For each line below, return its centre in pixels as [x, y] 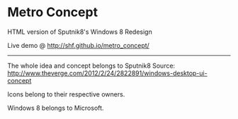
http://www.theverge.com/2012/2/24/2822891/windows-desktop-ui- [107, 73]
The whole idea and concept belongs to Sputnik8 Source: [91, 65]
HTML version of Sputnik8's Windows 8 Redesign [80, 32]
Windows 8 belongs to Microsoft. [56, 108]
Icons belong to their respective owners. [66, 94]
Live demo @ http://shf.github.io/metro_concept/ [79, 45]
